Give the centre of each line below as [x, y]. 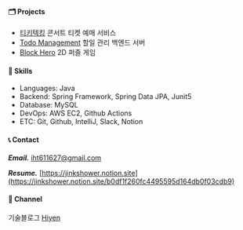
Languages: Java [47, 88]
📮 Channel [25, 199]
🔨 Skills [20, 71]
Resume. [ [25, 173]
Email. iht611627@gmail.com [55, 158]
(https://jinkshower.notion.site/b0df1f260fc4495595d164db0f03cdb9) [121, 181]
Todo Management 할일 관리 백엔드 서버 [82, 42]
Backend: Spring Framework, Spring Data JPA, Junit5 [105, 97]
